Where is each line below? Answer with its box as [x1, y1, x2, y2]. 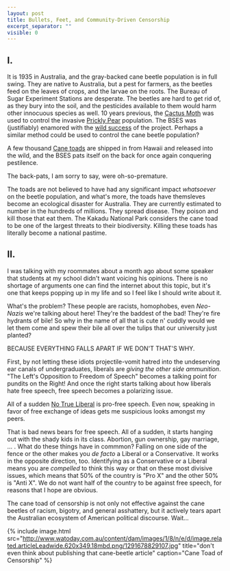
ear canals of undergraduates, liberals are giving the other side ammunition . [7, 364, 221, 373]
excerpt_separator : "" [7, 23, 72, 29]
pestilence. [7, 159, 39, 167]
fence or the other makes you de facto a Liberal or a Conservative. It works [7, 449, 219, 457]
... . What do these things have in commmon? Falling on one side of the [7, 442, 207, 451]
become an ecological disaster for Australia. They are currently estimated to [7, 200, 222, 208]
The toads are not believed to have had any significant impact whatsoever [7, 186, 216, 194]
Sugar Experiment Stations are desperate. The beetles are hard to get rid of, [7, 94, 221, 103]
